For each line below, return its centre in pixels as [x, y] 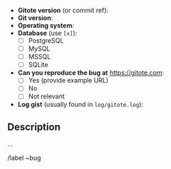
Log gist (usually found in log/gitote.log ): [81, 104]
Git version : [35, 18]
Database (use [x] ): [47, 33]
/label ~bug [24, 158]
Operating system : [46, 25]
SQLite [38, 65]
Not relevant [47, 96]
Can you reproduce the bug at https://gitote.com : [91, 73]
